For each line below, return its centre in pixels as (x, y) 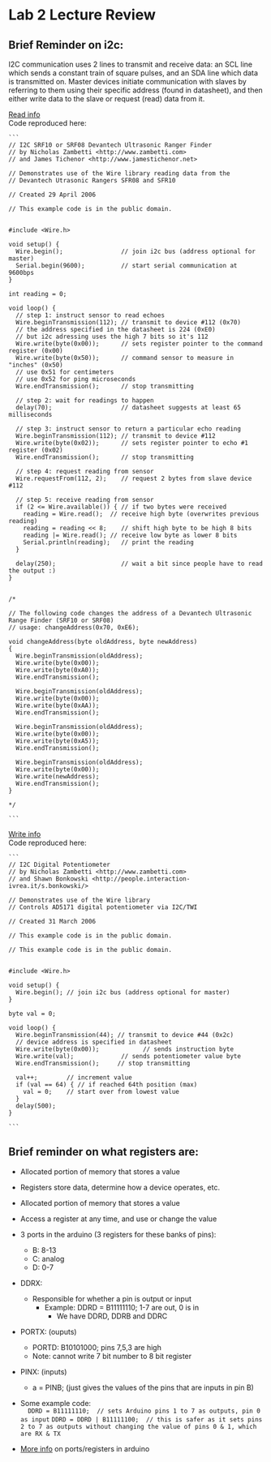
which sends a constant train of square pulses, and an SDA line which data (133, 73)
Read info (24, 114)
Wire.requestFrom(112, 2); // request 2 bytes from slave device (134, 478)
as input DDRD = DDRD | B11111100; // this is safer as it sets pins (141, 1419)
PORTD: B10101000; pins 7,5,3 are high (97, 1347)
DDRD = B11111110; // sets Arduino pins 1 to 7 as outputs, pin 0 (144, 1411)
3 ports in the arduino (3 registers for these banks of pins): (118, 1234)
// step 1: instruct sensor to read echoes (90, 315)
